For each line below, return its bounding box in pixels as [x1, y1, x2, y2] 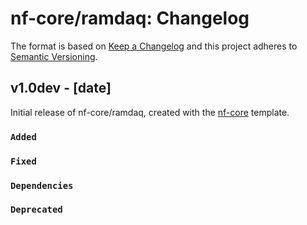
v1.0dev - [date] [10, 80, 112, 97]
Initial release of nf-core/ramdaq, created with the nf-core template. [10, 106, 290, 118]
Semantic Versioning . [10, 50, 98, 62]
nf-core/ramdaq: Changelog [10, 7, 250, 30]
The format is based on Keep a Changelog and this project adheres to [10, 40, 298, 52]
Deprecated [10, 204, 63, 216]
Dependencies [10, 180, 74, 191]
